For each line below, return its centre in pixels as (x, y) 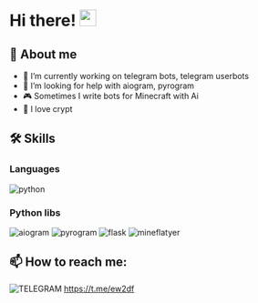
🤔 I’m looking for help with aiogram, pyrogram (108, 86)
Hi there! (43, 20)
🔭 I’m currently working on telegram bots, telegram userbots (135, 76)
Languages (35, 169)
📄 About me (43, 54)
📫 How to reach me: (68, 263)
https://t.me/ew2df (99, 288)
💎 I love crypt (47, 109)
